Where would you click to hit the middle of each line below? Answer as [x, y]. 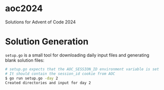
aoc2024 [24, 9]
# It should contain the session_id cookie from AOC [60, 73]
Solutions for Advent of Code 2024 [41, 22]
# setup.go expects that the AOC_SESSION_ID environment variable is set [82, 69]
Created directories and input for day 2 [48, 83]
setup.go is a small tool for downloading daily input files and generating [77, 55]
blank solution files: [25, 60]
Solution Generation [47, 42]
